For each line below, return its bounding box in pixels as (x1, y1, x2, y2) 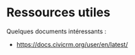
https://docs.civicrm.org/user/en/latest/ (16, 40, 128, 48)
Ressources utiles (6, 5, 111, 20)
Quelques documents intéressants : (6, 27, 107, 35)
